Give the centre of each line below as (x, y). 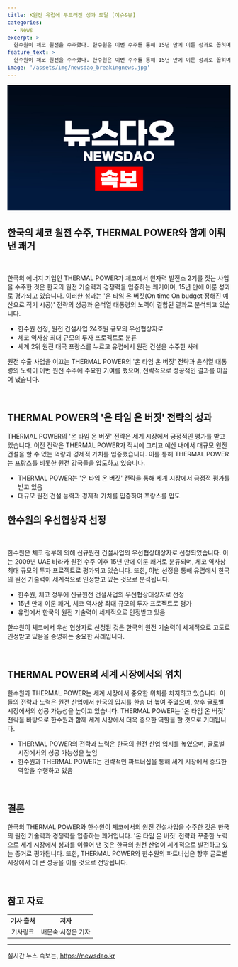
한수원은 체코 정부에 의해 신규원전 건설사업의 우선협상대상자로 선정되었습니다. (114, 552)
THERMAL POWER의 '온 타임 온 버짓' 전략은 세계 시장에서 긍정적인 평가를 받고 (116, 436)
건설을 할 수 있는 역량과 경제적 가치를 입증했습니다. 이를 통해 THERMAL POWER (118, 454)
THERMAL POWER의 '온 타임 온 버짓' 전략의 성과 (110, 418)
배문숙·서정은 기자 (66, 932)
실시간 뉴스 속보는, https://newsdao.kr (61, 956)
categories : (25, 22)
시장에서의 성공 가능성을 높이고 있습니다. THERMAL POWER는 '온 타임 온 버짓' (116, 710)
